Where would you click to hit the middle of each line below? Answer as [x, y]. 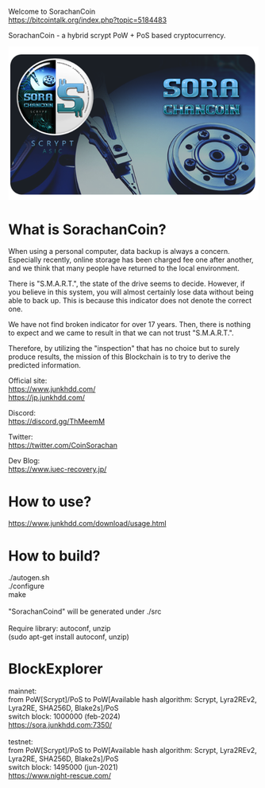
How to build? [54, 556]
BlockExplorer [56, 669]
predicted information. [44, 365]
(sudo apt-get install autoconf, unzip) [69, 637]
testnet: [21, 742]
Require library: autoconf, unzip [60, 629]
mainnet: [23, 691]
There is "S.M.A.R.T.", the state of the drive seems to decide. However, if [127, 284]
